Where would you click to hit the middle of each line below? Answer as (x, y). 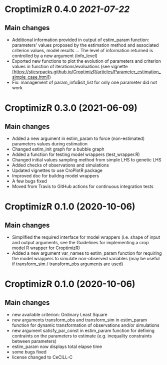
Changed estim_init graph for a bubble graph (58, 149)
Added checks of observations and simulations (60, 165)
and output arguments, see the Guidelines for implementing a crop (80, 242)
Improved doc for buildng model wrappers (55, 176)
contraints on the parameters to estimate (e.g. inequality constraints (82, 336)
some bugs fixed (29, 352)
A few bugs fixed (29, 181)
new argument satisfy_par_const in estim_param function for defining (83, 330)
